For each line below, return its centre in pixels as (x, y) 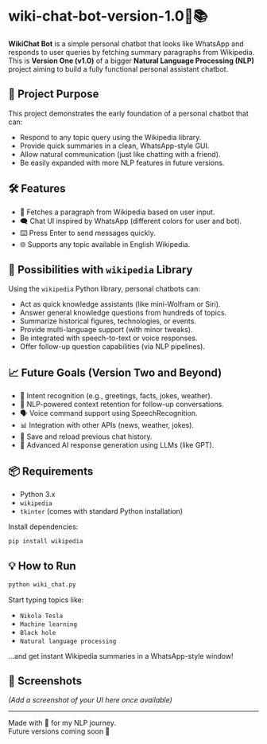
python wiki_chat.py (43, 584)
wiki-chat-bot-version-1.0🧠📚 (108, 16)
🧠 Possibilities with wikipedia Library (101, 270)
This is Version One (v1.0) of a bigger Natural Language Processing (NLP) (131, 61)
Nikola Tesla (41, 616)
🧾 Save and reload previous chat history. (86, 437)
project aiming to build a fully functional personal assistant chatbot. (118, 69)
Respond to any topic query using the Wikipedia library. (110, 137)
